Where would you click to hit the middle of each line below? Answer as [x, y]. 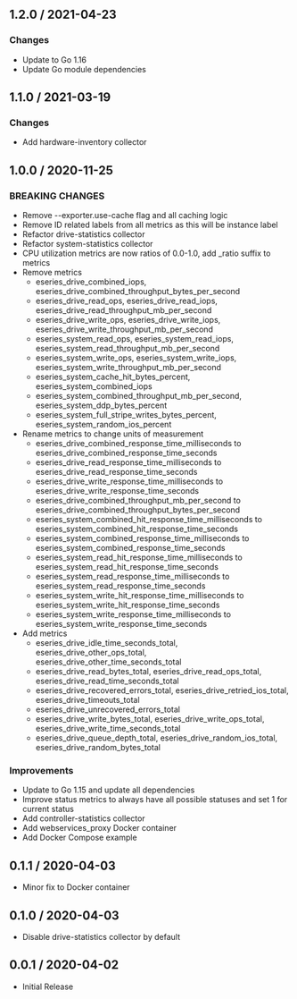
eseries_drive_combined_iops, [91, 282]
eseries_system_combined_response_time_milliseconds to [142, 538]
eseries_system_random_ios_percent [103, 425]
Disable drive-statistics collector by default [101, 936]
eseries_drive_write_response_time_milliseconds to [129, 481]
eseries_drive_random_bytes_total [98, 748]
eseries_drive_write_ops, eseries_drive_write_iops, [128, 320]
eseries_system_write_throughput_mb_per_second [128, 368]
